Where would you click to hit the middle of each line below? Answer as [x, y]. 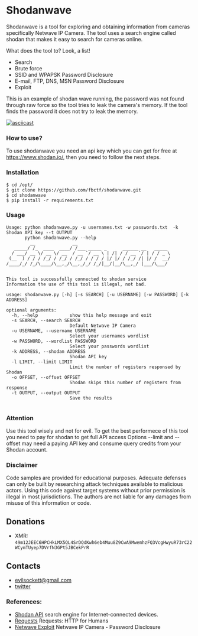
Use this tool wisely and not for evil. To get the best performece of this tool [97, 431]
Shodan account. [27, 450]
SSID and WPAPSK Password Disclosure [64, 74]
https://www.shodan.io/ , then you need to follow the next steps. [84, 157]
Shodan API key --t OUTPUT [39, 232]
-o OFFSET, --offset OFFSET [46, 377]
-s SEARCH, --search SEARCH [46, 320]
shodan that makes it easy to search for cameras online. [74, 39]
